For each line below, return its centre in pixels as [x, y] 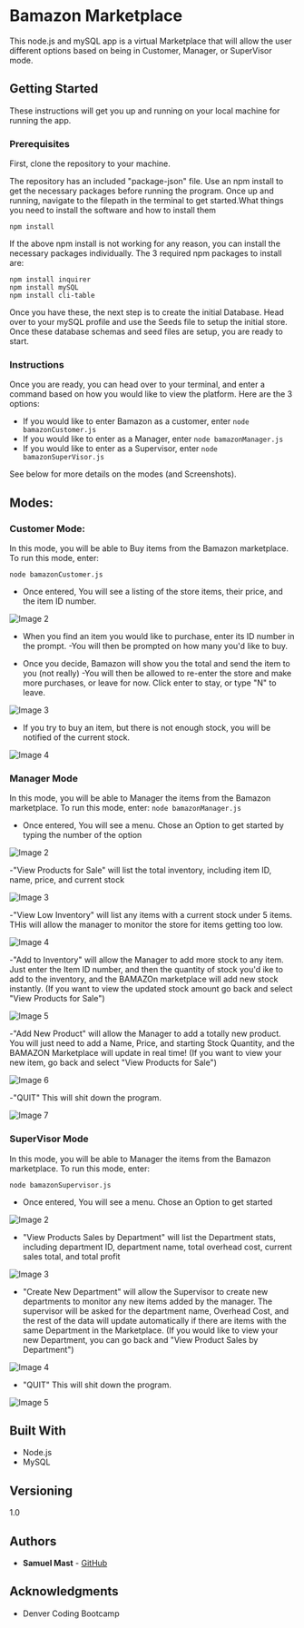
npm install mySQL [44, 288]
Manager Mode [44, 778]
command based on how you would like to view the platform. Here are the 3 [151, 394]
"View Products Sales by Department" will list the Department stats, [149, 1237]
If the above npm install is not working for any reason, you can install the [145, 244]
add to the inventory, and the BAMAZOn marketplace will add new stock [144, 979]
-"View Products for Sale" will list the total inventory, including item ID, [141, 870]
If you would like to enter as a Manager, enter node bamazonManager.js [153, 439]
